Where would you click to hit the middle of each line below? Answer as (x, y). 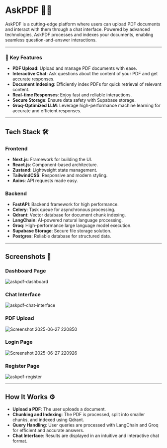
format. (20, 441)
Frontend (16, 148)
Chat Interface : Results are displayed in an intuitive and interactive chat (86, 436)
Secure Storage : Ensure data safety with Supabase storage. (74, 100)
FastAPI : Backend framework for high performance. (66, 205)
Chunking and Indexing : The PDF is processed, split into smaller (79, 414)
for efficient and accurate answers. (48, 430)
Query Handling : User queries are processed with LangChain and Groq (85, 425)
